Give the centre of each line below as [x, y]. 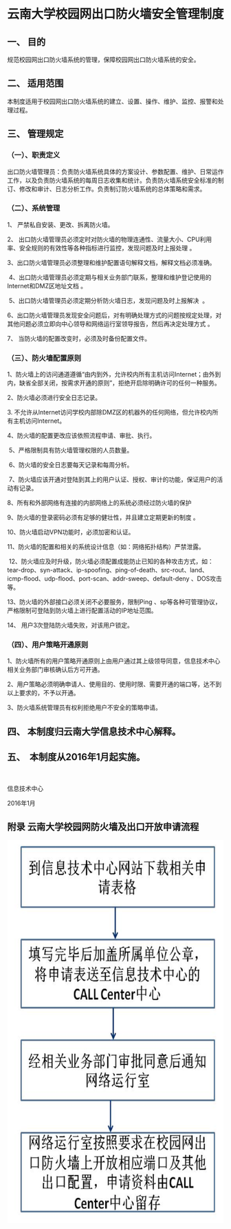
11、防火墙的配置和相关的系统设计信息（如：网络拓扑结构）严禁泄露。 [106, 547]
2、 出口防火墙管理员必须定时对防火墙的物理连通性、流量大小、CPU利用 [110, 239]
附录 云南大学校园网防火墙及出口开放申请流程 [103, 827]
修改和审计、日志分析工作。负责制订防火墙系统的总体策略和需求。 [112, 189]
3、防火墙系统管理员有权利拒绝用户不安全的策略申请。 [84, 708]
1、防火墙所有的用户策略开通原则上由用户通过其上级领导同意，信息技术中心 [114, 661]
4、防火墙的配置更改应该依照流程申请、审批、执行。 [81, 436]
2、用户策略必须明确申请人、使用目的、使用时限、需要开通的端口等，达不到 [114, 684]
